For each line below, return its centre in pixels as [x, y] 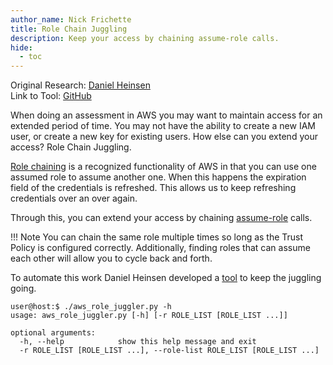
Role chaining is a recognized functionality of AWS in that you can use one [163, 167]
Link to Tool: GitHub [51, 96]
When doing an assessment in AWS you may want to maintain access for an [166, 115]
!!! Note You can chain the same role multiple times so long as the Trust [157, 237]
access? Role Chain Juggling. [71, 147]
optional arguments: [53, 333]
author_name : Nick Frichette [71, 19]
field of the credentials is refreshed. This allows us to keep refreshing [153, 188]
